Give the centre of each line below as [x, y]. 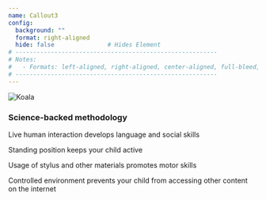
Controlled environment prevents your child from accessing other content [128, 180]
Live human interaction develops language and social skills [104, 134]
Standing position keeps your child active [76, 149]
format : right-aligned [53, 38]
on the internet [32, 189]
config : [21, 23]
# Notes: [23, 60]
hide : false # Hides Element [88, 45]
